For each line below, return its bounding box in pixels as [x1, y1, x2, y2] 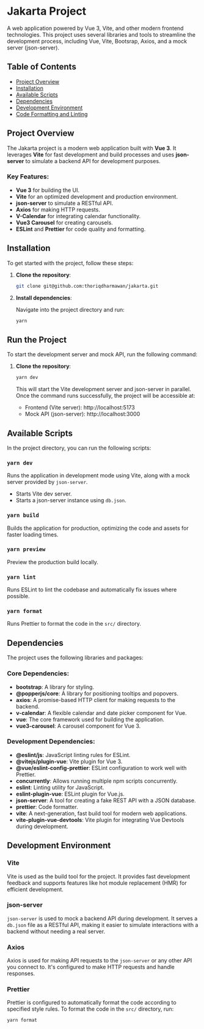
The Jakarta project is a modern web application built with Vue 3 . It [7, 144, 177, 152]
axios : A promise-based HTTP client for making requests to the [15, 696, 176, 703]
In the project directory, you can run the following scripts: [7, 444, 151, 452]
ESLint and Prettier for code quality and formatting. [15, 225, 146, 233]
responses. [7, 970, 35, 977]
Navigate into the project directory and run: [15, 306, 125, 313]
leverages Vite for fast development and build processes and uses [7, 151, 175, 158]
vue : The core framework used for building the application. [15, 716, 164, 723]
